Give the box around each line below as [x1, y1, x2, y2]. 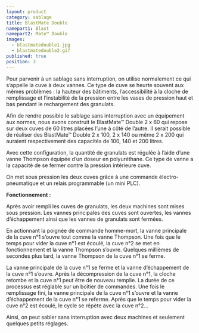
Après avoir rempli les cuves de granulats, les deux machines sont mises [6, 202, 185, 209]
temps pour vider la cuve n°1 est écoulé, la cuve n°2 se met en [6, 239, 160, 246]
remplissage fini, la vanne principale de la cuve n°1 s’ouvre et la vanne [6, 289, 179, 296]
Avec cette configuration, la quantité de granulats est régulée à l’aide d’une [6, 149, 190, 156]
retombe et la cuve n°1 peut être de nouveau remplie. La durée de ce [6, 276, 175, 283]
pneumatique [6, 180, 39, 187]
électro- [158, 173, 179, 180]
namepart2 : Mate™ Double [6, 31, 68, 37]
